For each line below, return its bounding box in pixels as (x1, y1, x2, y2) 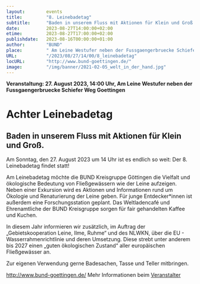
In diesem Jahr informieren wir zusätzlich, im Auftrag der (6, 223, 146, 231)
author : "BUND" (6, 42, 62, 48)
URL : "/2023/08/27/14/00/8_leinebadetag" (6, 53, 137, 59)
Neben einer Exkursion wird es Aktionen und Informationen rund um (6, 187, 173, 194)
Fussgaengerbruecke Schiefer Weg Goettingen (6, 87, 126, 94)
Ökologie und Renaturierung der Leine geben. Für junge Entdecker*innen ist (6, 193, 192, 200)
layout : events (6, 8, 62, 15)
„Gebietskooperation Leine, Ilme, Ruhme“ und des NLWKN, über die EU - (6, 229, 185, 236)
